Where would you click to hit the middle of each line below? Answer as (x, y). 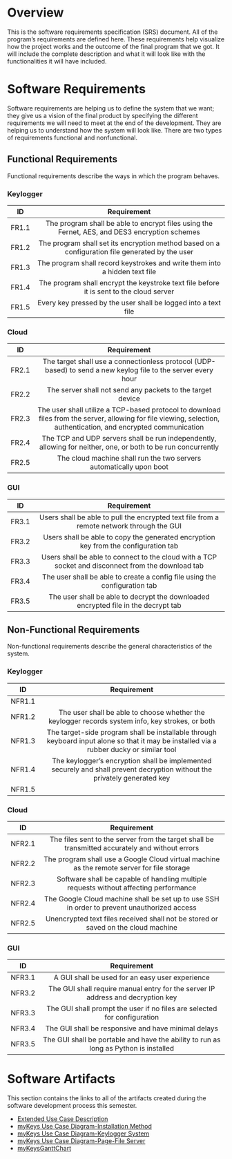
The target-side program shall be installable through (132, 732)
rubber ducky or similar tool (132, 749)
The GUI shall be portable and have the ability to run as (132, 1040)
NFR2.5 (23, 923)
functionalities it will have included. (57, 61)
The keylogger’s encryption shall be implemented (132, 760)
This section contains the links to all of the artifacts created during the (107, 1098)
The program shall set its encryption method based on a (129, 243)
